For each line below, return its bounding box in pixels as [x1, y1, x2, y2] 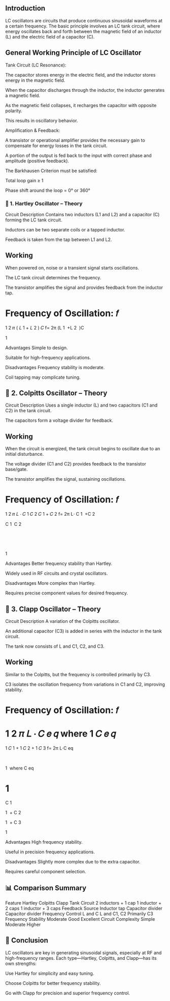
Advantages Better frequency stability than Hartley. [5, 560, 113, 566]
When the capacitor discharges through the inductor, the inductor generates [5, 87, 165, 93]
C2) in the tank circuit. [5, 408, 52, 414]
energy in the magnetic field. [5, 77, 65, 83]
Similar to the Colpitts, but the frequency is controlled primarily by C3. [5, 671, 151, 677]
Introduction [5, 4, 46, 13]
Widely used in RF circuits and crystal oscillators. [5, 571, 108, 577]
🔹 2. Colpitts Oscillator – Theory [5, 389, 108, 397]
